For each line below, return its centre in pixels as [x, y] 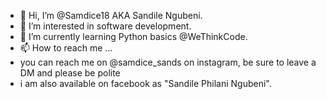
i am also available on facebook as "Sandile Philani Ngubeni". [145, 83]
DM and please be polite [70, 73]
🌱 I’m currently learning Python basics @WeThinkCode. [133, 36]
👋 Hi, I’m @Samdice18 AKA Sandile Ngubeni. [111, 15]
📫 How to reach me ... [66, 48]
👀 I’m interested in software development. [105, 26]
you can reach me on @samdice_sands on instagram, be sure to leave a [168, 62]
